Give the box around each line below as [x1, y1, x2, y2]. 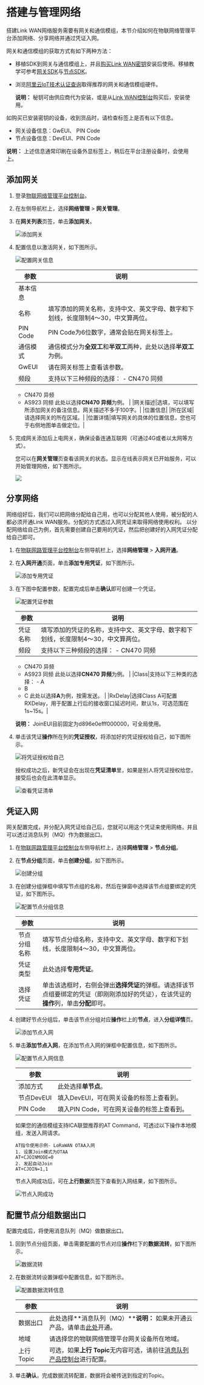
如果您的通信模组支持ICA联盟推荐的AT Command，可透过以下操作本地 [15, 1121, 191, 1129]
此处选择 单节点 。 [57, 1082, 107, 1091]
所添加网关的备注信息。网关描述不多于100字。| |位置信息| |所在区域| [24, 406, 194, 413]
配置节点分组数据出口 [6, 1210, 86, 1220]
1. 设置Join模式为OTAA [15, 1149, 68, 1155]
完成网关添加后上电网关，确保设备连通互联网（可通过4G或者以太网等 [15, 434, 188, 441]
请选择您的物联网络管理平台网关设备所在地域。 [49, 1335, 183, 1343]
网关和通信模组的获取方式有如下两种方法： [6, 47, 113, 55]
